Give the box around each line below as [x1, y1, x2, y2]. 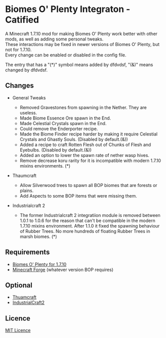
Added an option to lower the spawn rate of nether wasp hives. [19, 152, 150, 158]
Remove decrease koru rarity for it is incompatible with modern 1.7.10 [19, 157, 161, 163]
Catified [5, 14, 39, 25]
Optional [5, 281, 32, 289]
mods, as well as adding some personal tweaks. [5, 36, 104, 42]
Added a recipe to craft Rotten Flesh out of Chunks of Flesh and [19, 141, 151, 147]
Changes [5, 81, 34, 90]
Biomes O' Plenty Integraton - [5, 3, 131, 15]
